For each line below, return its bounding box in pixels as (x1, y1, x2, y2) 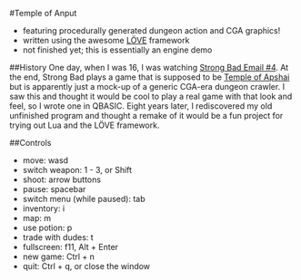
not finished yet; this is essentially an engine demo (22, 44, 213, 55)
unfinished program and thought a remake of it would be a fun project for (9, 111, 284, 121)
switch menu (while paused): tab (22, 194, 145, 204)
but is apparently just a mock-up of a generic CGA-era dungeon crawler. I (9, 82, 285, 92)
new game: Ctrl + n (22, 251, 95, 262)
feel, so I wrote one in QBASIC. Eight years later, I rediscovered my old (9, 101, 273, 111)
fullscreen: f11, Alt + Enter (22, 242, 119, 252)
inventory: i (22, 203, 65, 214)
